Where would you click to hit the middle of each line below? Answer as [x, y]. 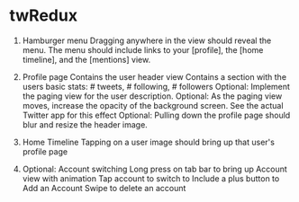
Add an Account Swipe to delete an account [104, 188]
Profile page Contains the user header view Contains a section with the [154, 76]
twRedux [44, 16]
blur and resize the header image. [85, 124]
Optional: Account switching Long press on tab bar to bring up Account [155, 169]
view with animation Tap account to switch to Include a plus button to [151, 178]
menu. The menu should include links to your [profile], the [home [143, 49]
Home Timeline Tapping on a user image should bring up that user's [148, 142]
